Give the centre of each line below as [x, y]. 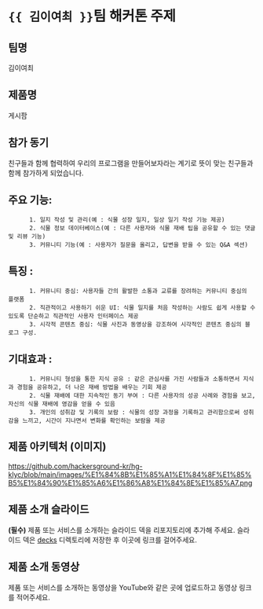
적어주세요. [33, 597]
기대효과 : [30, 359]
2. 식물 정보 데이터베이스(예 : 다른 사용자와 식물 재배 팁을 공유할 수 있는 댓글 [142, 229]
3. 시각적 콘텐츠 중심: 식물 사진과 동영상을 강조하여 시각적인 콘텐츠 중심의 [135, 325]
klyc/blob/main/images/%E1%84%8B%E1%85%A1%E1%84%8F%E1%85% [130, 474]
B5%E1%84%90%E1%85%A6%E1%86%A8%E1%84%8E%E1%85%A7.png [130, 482]
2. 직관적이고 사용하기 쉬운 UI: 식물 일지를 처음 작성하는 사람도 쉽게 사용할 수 [142, 308]
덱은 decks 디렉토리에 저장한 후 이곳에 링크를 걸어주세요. [110, 540]
